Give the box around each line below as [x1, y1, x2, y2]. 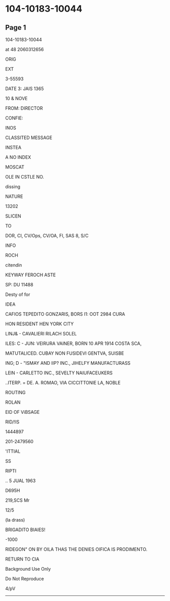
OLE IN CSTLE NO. [5, 174, 45, 180]
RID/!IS [5, 419, 20, 425]
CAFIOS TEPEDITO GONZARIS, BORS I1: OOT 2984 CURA [5, 311, 125, 317]
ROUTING [5, 390, 26, 395]
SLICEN [5, 213, 21, 219]
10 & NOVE [5, 96, 28, 101]
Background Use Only [5, 566, 51, 572]
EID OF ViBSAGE [5, 409, 40, 415]
